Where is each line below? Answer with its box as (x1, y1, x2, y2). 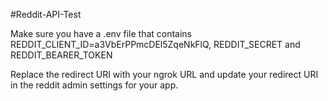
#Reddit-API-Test (10, 9, 82, 20)
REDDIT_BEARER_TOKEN (10, 49, 113, 61)
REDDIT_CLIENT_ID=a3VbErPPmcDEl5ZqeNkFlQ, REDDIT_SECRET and (10, 39, 301, 50)
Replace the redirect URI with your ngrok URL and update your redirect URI (10, 69, 319, 80)
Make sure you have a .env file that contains (10, 28, 193, 39)
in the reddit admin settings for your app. (10, 79, 179, 91)
